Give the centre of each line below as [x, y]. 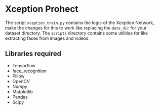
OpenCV [21, 81]
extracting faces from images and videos [47, 38]
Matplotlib [22, 91]
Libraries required [33, 54]
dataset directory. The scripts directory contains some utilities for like [77, 33]
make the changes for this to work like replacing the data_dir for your [76, 27]
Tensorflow [24, 65]
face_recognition [29, 71]
